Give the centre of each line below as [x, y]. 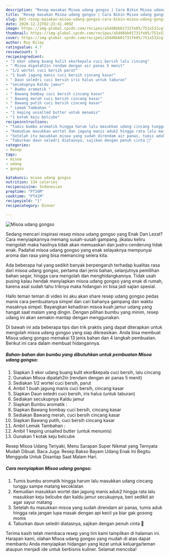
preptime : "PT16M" [25, 192]
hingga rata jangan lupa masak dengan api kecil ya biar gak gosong [82, 513]
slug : [11, 19]
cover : [13, 38]
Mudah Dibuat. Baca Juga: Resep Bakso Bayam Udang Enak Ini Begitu [78, 452]
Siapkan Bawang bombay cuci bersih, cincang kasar [67, 410]
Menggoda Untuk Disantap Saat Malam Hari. [52, 457]
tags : [11, 155]
